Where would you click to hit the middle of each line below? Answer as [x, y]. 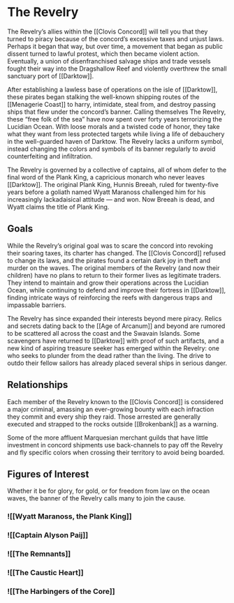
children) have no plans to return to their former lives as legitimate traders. [114, 275]
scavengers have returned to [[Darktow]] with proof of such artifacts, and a [116, 341]
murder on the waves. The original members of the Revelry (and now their [114, 268]
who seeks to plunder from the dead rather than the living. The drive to [109, 355]
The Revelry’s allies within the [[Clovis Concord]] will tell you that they [108, 31]
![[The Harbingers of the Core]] [61, 591]
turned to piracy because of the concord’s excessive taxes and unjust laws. [116, 38]
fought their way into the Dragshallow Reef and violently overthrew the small [117, 68]
